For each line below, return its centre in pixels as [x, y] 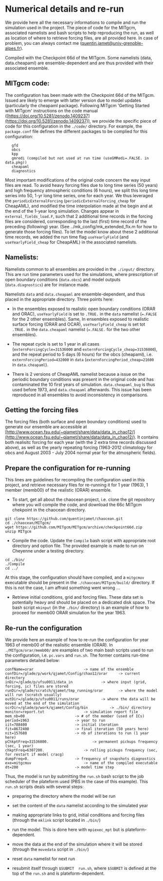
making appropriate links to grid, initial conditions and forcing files [78, 815]
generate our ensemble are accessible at [46, 427]
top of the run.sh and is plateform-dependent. [58, 873]
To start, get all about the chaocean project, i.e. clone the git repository [83, 499]
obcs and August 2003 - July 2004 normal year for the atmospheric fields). [81, 453]
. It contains [146, 437]
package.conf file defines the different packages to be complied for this [76, 131]
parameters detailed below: [32, 660]
